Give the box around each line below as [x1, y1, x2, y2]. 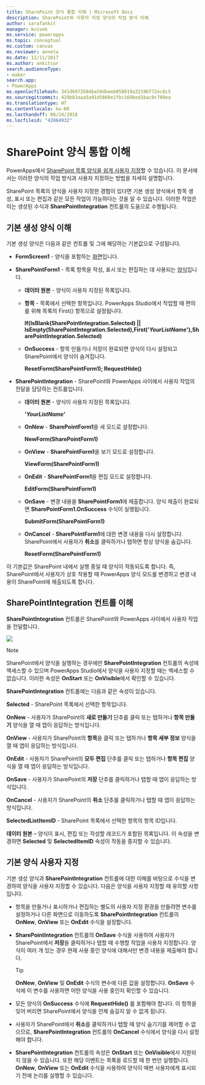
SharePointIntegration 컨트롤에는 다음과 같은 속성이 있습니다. [6, 687, 157, 695]
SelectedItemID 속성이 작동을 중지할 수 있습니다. [53, 837, 172, 845]
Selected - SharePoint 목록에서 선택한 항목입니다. [6, 700, 128, 708]
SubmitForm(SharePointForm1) [24, 518, 105, 525]
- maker [6, 72, 26, 78]
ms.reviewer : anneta [6, 49, 59, 55]
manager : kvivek [6, 26, 48, 32]
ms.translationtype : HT [6, 100, 67, 106]
